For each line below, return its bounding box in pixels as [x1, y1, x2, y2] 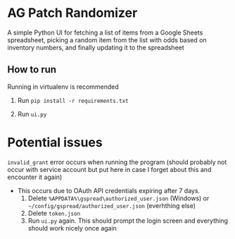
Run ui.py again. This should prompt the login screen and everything [27, 216, 229, 225]
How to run [7, 63, 57, 75]
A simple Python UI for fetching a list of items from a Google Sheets [7, 28, 203, 37]
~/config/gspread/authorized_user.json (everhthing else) [27, 201, 196, 209]
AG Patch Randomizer [7, 5, 138, 21]
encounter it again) [7, 173, 63, 181]
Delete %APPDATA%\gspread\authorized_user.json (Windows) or [27, 194, 210, 202]
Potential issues [7, 134, 103, 150]
